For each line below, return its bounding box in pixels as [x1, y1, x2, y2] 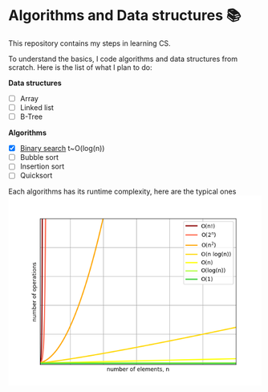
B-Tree [19, 112, 43, 121]
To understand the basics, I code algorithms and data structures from [8, 54, 238, 63]
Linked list [19, 103, 55, 112]
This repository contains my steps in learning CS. [8, 38, 171, 48]
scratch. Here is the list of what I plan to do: [8, 62, 152, 72]
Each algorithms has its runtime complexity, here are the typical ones [8, 186, 237, 197]
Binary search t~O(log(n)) [19, 144, 105, 153]
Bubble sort [19, 153, 59, 162]
